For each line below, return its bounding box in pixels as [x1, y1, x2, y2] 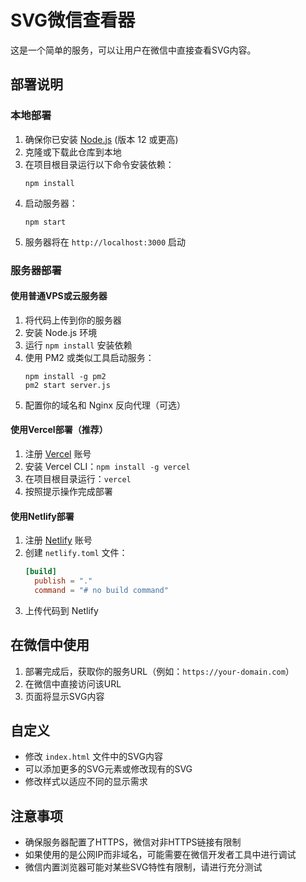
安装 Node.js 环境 [24, 326, 98, 338]
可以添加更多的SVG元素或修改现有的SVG [24, 763, 193, 775]
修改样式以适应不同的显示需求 [24, 776, 148, 788]
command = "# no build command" [34, 585, 169, 595]
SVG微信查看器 [10, 9, 136, 32]
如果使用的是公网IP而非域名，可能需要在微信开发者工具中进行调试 [24, 849, 297, 861]
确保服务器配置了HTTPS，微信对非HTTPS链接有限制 [24, 836, 242, 848]
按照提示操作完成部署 [24, 485, 113, 497]
